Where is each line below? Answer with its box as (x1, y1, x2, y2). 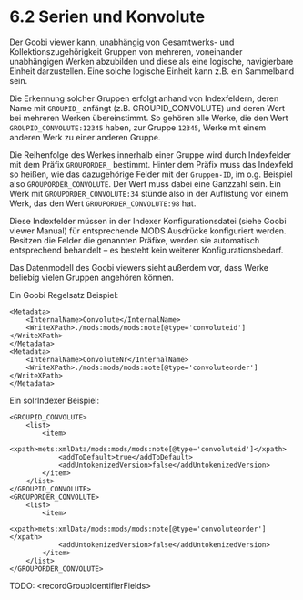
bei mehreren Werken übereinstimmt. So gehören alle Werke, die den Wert (9, 112, 288, 123)
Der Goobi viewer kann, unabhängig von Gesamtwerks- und (9, 36, 235, 47)
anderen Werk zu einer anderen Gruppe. (9, 131, 161, 142)
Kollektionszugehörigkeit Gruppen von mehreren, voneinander (9, 46, 243, 57)
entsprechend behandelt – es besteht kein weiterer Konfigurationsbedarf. (9, 244, 284, 255)
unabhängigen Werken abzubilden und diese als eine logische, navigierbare (9, 56, 294, 67)
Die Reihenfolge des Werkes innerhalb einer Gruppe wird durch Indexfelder (9, 149, 291, 160)
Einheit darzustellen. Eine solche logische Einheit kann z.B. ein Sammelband (9, 66, 295, 77)
